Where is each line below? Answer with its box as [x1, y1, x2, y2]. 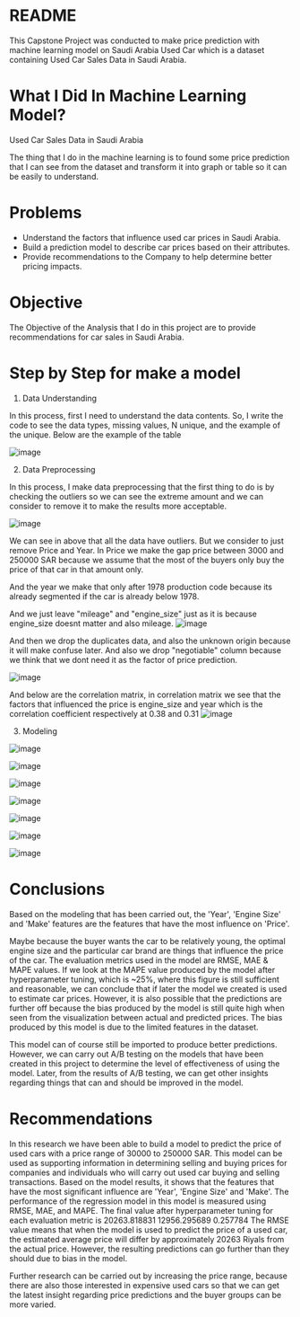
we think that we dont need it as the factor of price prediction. [9, 654, 238, 665]
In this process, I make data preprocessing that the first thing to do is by [9, 482, 275, 492]
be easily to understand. [9, 171, 99, 181]
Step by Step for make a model [9, 363, 242, 383]
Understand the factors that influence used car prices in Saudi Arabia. [21, 232, 281, 243]
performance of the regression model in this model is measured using [9, 1196, 267, 1207]
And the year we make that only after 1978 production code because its [9, 581, 273, 592]
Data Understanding [21, 393, 97, 403]
